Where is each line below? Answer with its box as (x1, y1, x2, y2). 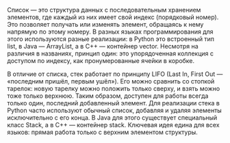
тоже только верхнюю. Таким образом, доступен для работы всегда (7, 92, 209, 100)
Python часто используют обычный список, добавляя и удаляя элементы (7, 106, 222, 114)
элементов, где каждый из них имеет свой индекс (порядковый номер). (7, 13, 219, 21)
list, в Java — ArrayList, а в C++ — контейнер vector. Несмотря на (7, 42, 199, 50)
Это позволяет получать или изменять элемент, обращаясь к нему (7, 21, 204, 28)
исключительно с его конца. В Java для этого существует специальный (7, 114, 218, 122)
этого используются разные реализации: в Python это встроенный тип (7, 35, 214, 43)
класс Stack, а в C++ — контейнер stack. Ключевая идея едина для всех (7, 121, 220, 129)
